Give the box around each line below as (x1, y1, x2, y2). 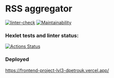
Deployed (5, 56, 29, 63)
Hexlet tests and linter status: (5, 32, 79, 39)
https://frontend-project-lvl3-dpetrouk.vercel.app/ (5, 67, 109, 73)
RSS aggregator (5, 3, 73, 14)
